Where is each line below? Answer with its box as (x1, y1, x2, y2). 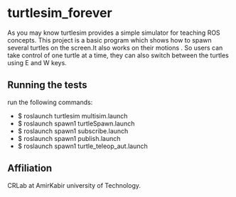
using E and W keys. (7, 58, 68, 67)
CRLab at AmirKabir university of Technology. (7, 181, 141, 189)
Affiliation (7, 162, 53, 174)
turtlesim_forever (7, 5, 112, 21)
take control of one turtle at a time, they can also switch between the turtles (7, 51, 229, 60)
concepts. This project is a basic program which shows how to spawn (7, 35, 212, 44)
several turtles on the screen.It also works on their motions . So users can (7, 43, 223, 52)
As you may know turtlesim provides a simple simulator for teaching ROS (7, 28, 220, 37)
